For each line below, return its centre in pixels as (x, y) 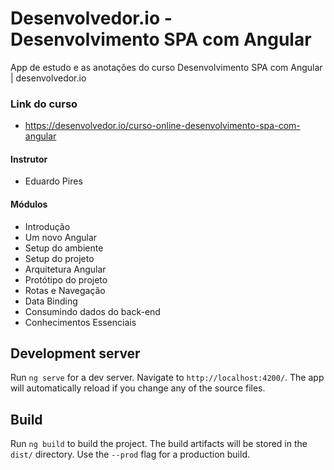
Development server (75, 353)
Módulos (29, 204)
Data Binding (51, 301)
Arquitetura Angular (65, 269)
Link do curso (44, 104)
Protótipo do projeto (66, 279)
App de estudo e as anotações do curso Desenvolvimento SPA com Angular (166, 67)
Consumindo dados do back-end (92, 311)
